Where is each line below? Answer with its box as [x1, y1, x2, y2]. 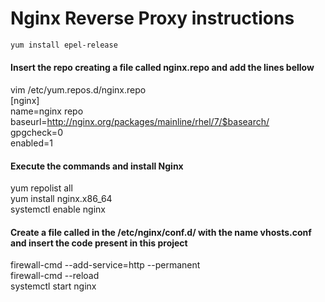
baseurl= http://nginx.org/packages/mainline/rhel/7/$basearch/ [10, 116, 270, 128]
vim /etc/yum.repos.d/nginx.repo [10, 84, 147, 96]
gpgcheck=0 [10, 127, 63, 139]
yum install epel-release [10, 40, 118, 50]
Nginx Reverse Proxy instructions [10, 7, 295, 30]
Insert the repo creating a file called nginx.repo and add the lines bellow [10, 62, 315, 74]
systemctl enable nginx [10, 203, 106, 216]
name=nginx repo [10, 105, 84, 117]
